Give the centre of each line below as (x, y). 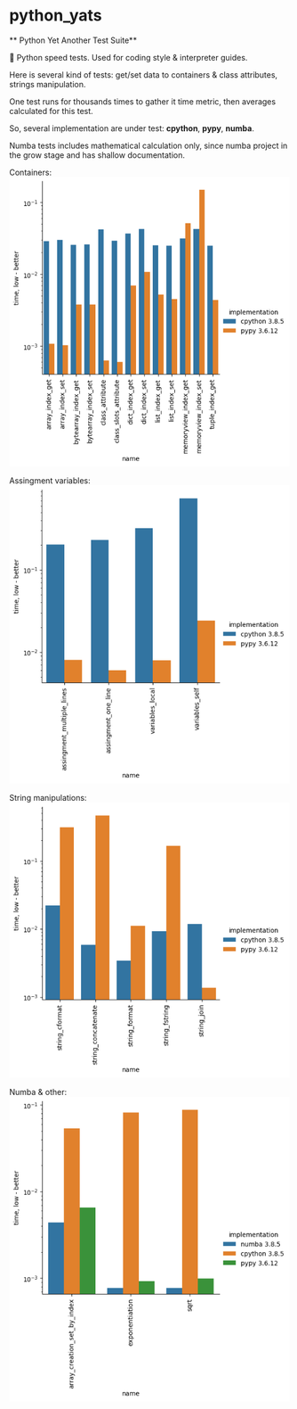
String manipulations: (48, 798)
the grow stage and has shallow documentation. (97, 155)
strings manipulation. (48, 84)
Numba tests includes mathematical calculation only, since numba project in (148, 145)
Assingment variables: (50, 481)
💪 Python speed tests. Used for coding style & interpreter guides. (128, 57)
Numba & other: (38, 1092)
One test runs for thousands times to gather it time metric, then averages (143, 101)
